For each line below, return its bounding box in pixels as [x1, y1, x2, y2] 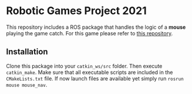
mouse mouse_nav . [6, 81, 48, 88]
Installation [6, 47, 48, 57]
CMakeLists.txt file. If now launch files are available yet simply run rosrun [6, 75, 184, 82]
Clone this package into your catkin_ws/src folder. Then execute [6, 62, 163, 69]
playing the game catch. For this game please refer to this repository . [6, 29, 173, 36]
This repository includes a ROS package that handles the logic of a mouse [6, 23, 186, 31]
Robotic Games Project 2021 [6, 4, 147, 18]
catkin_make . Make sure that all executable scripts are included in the [6, 69, 173, 76]
